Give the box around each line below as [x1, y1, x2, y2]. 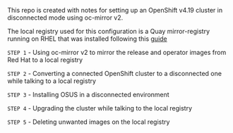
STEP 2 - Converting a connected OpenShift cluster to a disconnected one [7, 70, 222, 77]
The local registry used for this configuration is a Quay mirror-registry [7, 27, 210, 35]
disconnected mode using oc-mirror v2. [7, 13, 124, 22]
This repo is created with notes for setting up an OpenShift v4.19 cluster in [7, 6, 223, 14]
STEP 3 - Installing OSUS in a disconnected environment [7, 91, 169, 99]
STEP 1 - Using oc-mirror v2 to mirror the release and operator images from [7, 49, 227, 56]
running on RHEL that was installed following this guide [7, 34, 167, 43]
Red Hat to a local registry [7, 56, 83, 64]
